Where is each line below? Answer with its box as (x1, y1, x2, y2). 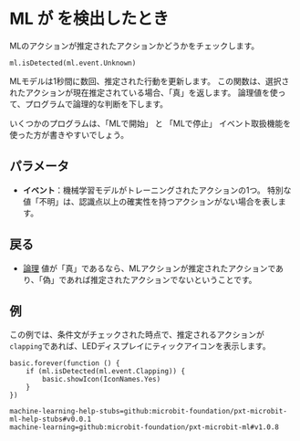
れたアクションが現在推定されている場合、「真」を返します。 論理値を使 (9, 87, 278, 98)
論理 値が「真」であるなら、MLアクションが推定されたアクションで (22, 262, 276, 274)
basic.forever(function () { (9, 359, 120, 368)
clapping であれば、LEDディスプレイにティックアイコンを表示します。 (9, 341, 271, 352)
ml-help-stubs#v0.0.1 (9, 415, 92, 425)
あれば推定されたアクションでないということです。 (67, 274, 257, 285)
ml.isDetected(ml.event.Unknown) (9, 58, 137, 68)
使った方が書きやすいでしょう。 (9, 129, 129, 140)
